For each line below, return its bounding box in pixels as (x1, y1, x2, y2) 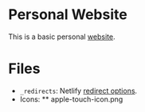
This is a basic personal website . (8, 32, 116, 41)
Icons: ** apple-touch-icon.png (19, 94, 123, 104)
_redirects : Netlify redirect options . (19, 86, 138, 95)
